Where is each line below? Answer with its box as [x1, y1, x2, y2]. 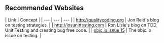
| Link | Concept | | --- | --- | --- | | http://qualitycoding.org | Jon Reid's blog [5, 17, 159, 22]
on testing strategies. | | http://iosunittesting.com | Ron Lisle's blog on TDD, [5, 22, 158, 28]
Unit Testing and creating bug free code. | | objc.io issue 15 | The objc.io [5, 27, 152, 33]
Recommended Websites [5, 4, 84, 12]
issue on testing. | [5, 32, 41, 38]
